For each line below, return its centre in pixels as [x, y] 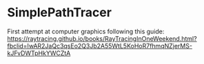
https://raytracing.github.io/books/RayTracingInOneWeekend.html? [102, 38]
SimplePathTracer [60, 13]
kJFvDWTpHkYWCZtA [39, 53]
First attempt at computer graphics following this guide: [86, 31]
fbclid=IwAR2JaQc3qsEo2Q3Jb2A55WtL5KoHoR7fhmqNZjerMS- [100, 46]
